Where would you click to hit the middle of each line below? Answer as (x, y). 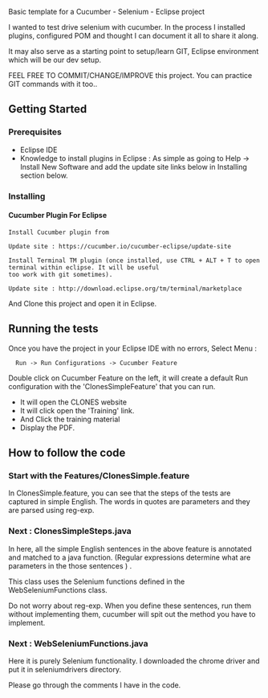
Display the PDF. (47, 427)
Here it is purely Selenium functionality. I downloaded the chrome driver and (134, 661)
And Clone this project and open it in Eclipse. (83, 303)
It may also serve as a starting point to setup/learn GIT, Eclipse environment (134, 51)
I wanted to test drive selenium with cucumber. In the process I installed (127, 27)
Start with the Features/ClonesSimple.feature (99, 475)
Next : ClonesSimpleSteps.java (70, 532)
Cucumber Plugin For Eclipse (57, 216)
